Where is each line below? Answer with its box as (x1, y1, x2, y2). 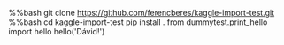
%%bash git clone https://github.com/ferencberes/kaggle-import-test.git (8, 8, 275, 18)
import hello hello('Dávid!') (8, 26, 105, 36)
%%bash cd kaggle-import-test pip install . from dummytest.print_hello (8, 17, 268, 27)
